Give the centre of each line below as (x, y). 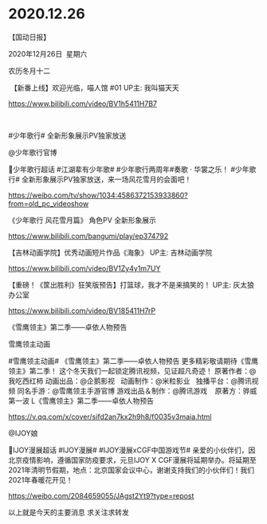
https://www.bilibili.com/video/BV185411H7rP (82, 311)
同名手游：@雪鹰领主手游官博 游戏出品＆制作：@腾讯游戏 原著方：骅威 (137, 390)
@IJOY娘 (23, 433)
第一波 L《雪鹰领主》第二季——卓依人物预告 (81, 401)
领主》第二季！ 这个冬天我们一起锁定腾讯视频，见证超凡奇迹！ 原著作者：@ (132, 370)
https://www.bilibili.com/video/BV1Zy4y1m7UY (84, 268)
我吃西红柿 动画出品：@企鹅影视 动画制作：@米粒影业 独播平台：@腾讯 (130, 381)
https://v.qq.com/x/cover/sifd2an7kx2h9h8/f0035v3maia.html (110, 416)
